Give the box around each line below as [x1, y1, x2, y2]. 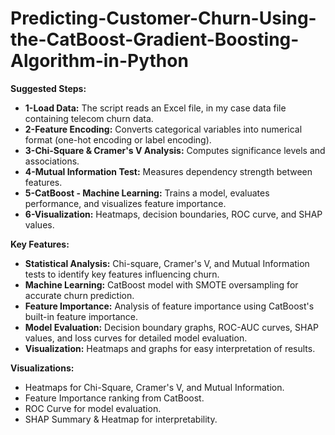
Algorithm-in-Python [10, 50, 189, 72]
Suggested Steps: [10, 82, 87, 94]
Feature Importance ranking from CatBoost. [24, 392, 205, 404]
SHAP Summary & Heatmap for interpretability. [24, 413, 218, 425]
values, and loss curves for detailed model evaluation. [24, 332, 248, 344]
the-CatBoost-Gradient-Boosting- [10, 28, 300, 51]
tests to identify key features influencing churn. [24, 268, 220, 280]
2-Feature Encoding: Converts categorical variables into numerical [24, 123, 303, 135]
